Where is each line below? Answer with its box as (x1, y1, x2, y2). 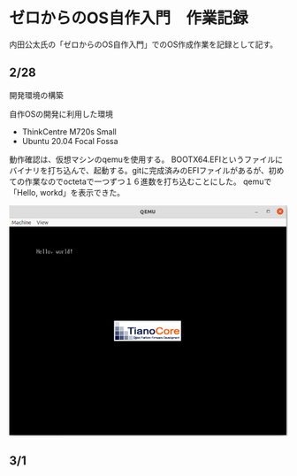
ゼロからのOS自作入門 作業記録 (9, 8, 248, 28)
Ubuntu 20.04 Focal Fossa (21, 135, 118, 146)
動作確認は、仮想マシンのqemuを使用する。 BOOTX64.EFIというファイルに (9, 154, 283, 165)
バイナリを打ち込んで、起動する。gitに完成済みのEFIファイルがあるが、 (9, 165, 270, 175)
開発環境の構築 (9, 89, 64, 100)
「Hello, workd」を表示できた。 (9, 187, 126, 197)
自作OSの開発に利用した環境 (9, 108, 113, 119)
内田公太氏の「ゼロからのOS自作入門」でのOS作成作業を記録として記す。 (9, 39, 278, 50)
